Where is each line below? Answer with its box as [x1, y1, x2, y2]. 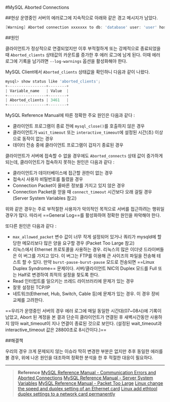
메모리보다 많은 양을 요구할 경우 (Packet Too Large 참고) [22, 240, 135, 246]
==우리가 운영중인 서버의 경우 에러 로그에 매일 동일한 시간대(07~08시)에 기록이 [5, 308, 162, 314]
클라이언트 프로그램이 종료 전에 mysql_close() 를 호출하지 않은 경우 [12, 123, 145, 129]
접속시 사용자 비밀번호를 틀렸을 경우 [12, 176, 83, 182]
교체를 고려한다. [12, 297, 44, 303]
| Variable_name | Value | [5, 88, 69, 93]
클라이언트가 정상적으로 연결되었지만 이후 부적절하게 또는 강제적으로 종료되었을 [5, 45, 161, 51]
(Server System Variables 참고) [12, 195, 77, 202]
